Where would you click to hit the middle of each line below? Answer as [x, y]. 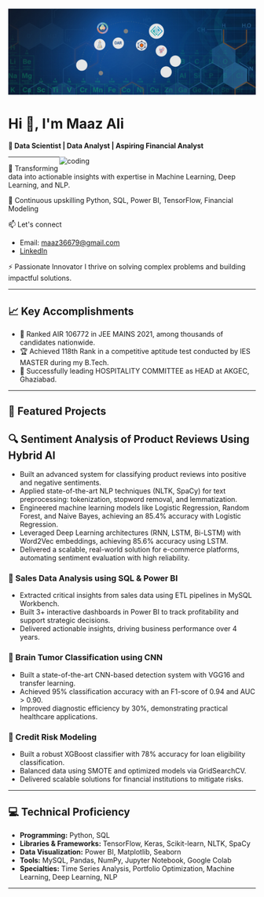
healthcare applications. [59, 716]
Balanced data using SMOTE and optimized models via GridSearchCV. [133, 771]
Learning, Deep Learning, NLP [68, 877]
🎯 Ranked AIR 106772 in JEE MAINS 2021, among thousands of [121, 334]
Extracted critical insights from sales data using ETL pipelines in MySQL [136, 596]
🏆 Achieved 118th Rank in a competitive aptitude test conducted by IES [135, 351]
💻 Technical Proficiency [70, 812]
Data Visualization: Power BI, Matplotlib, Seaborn [100, 851]
